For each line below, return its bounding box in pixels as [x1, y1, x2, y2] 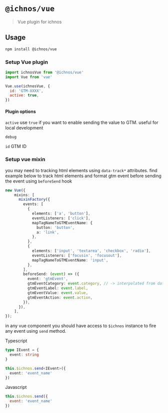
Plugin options [5, 108, 36, 114]
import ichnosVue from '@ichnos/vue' [5, 70, 84, 75]
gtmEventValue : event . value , [27, 290, 88, 295]
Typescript [5, 338, 27, 344]
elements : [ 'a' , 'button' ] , [31, 211, 91, 216]
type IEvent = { [5, 348, 39, 353]
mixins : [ [14, 192, 35, 197]
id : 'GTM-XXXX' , [9, 88, 43, 93]
